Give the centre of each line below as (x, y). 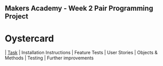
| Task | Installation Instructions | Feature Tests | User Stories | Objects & (81, 53)
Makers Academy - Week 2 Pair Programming (79, 8)
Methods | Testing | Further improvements (49, 58)
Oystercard (29, 38)
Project (17, 17)
